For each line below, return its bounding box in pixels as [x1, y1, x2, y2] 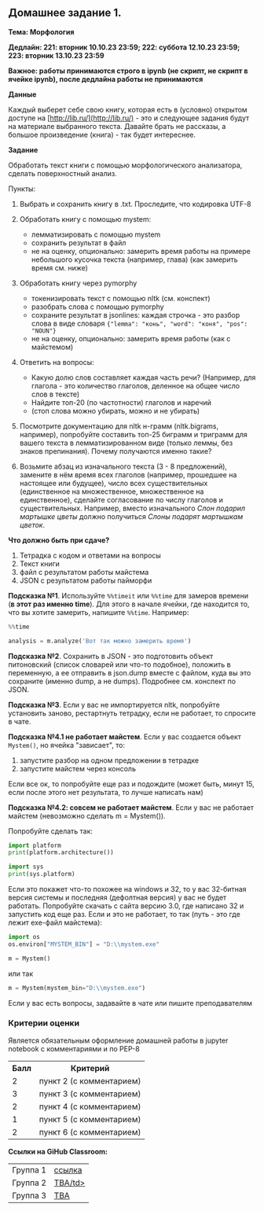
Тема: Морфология [8, 27, 75, 36]
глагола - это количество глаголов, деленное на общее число [31, 381, 240, 390]
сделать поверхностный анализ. [8, 168, 117, 178]
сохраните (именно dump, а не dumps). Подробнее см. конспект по [8, 676, 236, 686]
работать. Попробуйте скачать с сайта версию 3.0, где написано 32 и [8, 901, 244, 911]
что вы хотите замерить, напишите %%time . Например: [8, 607, 189, 617]
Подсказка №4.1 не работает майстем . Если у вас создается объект [8, 731, 242, 742]
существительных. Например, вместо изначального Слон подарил [19, 503, 246, 513]
